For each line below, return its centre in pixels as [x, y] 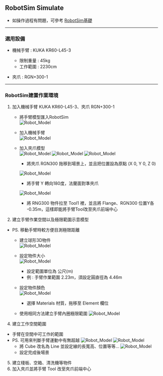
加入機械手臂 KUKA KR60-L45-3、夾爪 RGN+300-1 [63, 107]
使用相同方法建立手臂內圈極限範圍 [53, 314]
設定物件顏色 [32, 288]
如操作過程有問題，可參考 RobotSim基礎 [52, 20]
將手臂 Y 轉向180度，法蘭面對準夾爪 [62, 183]
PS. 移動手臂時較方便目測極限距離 [46, 230]
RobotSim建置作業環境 [32, 95]
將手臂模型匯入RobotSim [44, 117]
